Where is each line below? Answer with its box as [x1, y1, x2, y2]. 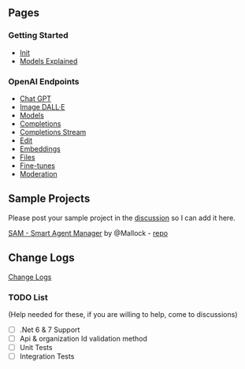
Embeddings [19, 143, 61, 153]
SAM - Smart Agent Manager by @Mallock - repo [8, 228, 168, 237]
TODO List [8, 292, 49, 303]
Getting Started [8, 30, 69, 41]
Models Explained [19, 56, 78, 65]
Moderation [19, 169, 58, 178]
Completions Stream [19, 127, 87, 136]
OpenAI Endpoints [8, 76, 80, 87]
